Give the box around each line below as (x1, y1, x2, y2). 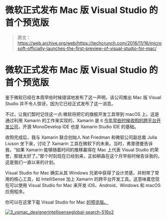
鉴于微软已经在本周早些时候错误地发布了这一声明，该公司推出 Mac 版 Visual (5, 94, 162, 100)
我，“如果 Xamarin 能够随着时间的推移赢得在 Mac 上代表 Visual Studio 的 (5, 147, 155, 153)
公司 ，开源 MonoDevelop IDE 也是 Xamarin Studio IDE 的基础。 (9, 123, 139, 130)
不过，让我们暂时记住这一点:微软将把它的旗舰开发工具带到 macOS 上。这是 (5, 111, 160, 117)
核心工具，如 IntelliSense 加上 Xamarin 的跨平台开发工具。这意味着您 (13, 176, 156, 182)
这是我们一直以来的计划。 (5, 159, 58, 165)
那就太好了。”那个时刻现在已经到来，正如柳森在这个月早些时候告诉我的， (13, 153, 163, 159)
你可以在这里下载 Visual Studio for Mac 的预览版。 (5, 199, 109, 205)
